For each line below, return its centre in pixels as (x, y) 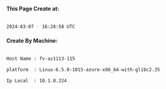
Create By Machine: (32, 40)
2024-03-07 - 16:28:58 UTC (41, 27)
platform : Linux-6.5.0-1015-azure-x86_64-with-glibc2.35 (83, 70)
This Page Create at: (33, 9)
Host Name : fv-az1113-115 (41, 59)
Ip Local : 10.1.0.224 (37, 81)
